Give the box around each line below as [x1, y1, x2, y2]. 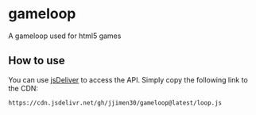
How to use [8, 54, 65, 67]
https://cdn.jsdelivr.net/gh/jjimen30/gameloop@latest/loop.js [8, 98, 223, 107]
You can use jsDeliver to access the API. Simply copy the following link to [8, 75, 248, 84]
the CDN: [8, 83, 38, 93]
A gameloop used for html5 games [8, 31, 122, 40]
